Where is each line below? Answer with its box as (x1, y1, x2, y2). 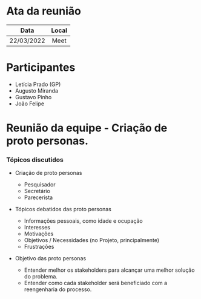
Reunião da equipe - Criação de (6, 121, 168, 135)
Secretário (24, 188, 50, 195)
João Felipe (15, 100, 44, 107)
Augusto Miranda (15, 87, 59, 94)
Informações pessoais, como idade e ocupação (24, 217, 143, 225)
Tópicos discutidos (6, 156, 64, 164)
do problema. (24, 273, 58, 280)
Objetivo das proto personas (15, 255, 87, 262)
